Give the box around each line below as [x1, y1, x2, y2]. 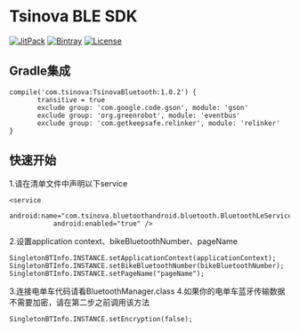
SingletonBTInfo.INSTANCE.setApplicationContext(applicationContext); [9, 253, 277, 263]
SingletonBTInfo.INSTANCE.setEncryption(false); [9, 314, 193, 323]
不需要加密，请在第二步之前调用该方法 [9, 296, 149, 307]
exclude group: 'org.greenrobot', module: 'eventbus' [36, 111, 241, 120]
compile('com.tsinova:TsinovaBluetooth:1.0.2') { [9, 87, 198, 97]
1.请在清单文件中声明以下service [9, 178, 128, 188]
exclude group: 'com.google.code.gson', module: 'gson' [36, 103, 249, 112]
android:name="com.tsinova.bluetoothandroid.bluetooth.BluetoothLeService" [9, 211, 296, 220]
